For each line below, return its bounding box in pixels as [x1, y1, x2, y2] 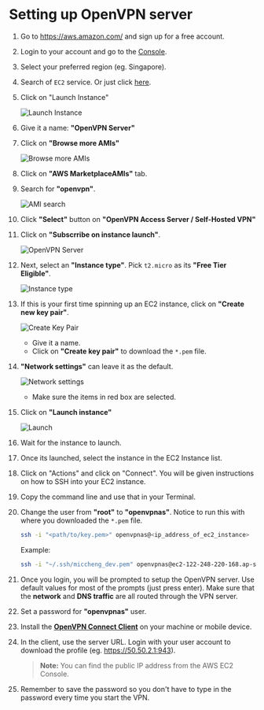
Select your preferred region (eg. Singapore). [20, 61, 167, 72]
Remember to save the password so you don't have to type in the [20, 684, 232, 693]
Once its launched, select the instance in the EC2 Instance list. [20, 453, 223, 462]
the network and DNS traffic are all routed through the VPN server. [20, 591, 238, 601]
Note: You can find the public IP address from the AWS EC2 [39, 660, 234, 670]
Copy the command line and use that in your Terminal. [20, 492, 196, 501]
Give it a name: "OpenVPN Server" [20, 123, 136, 132]
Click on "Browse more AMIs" [20, 138, 120, 147]
